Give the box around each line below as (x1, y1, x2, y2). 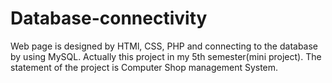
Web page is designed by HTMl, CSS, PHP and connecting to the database (10, 40, 319, 52)
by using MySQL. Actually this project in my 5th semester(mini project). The (10, 50, 322, 62)
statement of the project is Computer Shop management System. (10, 61, 279, 73)
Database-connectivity (10, 7, 208, 30)
